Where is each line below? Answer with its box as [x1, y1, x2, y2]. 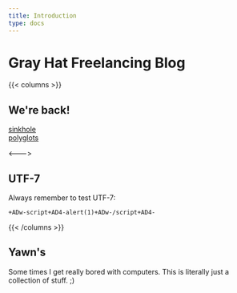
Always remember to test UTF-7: [8, 193, 116, 203]
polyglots [8, 133, 39, 142]
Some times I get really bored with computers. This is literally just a [8, 267, 230, 276]
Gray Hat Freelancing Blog [8, 54, 186, 72]
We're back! [8, 103, 70, 117]
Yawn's [8, 246, 46, 259]
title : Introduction [8, 11, 78, 20]
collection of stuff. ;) [8, 275, 74, 285]
